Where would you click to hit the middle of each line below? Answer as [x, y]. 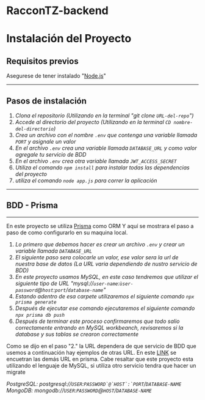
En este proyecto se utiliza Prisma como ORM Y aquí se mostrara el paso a [100, 226]
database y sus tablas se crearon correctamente [77, 334]
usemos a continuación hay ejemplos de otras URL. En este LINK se [92, 352]
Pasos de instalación [47, 101]
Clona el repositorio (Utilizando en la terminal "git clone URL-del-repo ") [104, 116]
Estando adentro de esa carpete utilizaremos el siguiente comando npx [105, 296]
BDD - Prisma [32, 206]
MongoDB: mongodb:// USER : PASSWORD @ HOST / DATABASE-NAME [79, 390]
